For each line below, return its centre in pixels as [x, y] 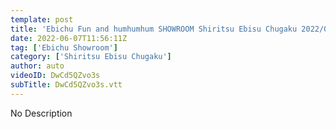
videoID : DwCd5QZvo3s [55, 76]
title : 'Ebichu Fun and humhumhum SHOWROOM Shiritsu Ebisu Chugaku [154, 29]
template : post [42, 19]
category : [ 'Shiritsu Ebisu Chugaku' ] [91, 57]
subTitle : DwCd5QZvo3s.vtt [66, 85]
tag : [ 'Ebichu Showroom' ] [64, 47]
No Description [41, 113]
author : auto [37, 66]
